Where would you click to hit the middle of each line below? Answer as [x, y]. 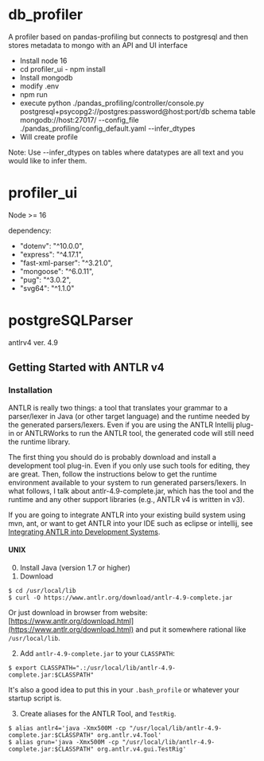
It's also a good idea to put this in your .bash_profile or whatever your [124, 689]
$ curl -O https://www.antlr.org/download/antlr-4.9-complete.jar [120, 598]
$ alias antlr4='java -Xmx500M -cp [67, 728]
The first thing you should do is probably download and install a [113, 457]
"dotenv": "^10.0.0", [52, 245]
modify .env [39, 86]
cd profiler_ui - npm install [62, 69]
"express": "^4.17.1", [51, 254]
